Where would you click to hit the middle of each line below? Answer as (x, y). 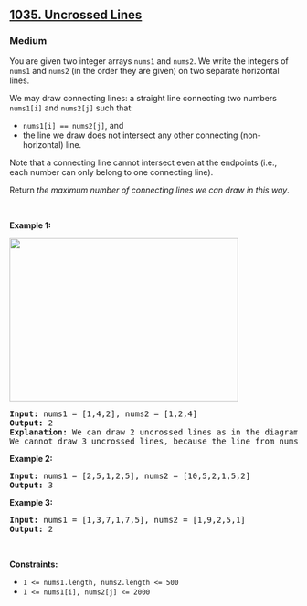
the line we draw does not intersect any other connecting (130, 135)
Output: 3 (31, 485)
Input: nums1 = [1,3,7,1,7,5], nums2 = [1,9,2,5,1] (128, 520)
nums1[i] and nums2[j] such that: (72, 108)
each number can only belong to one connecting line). (111, 172)
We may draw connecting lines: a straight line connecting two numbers (143, 98)
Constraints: (34, 564)
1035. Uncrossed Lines (76, 15)
